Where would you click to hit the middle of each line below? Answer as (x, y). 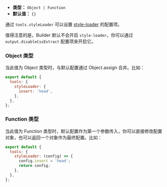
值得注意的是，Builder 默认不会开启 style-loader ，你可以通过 (69, 35)
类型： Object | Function (39, 7)
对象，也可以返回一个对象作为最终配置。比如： (54, 137)
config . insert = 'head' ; (45, 161)
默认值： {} (24, 14)
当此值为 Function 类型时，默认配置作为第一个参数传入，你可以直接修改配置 (84, 131)
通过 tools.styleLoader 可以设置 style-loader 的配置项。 (64, 24)
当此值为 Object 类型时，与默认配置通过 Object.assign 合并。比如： (75, 68)
